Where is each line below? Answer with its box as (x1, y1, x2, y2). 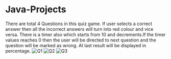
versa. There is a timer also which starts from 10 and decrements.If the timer (5, 31, 166, 37)
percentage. (5, 48, 31, 54)
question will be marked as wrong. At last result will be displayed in (5, 42, 146, 48)
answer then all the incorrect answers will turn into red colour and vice (5, 26, 154, 32)
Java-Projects (5, 4, 66, 15)
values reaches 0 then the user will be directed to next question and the (5, 37, 157, 43)
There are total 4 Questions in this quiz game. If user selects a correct (5, 21, 152, 27)
